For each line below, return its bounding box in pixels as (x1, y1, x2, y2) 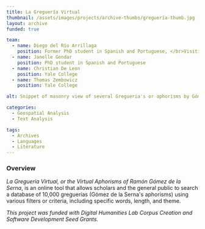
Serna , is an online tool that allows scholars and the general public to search (6, 184, 198, 192)
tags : (6, 126, 20, 133)
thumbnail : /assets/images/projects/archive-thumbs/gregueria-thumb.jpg (6, 15, 195, 21)
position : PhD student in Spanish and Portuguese (17, 59, 146, 66)
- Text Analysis (12, 115, 53, 122)
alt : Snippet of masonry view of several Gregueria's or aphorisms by (6, 93, 190, 100)
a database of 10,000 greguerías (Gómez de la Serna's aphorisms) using (6, 191, 189, 198)
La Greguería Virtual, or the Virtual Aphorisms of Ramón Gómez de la (6, 178, 181, 185)
